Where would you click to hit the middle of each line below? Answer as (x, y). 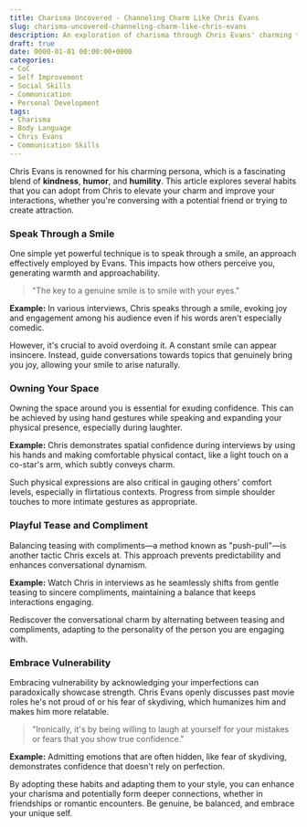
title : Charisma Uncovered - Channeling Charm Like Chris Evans (134, 18)
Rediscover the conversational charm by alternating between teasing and (147, 619)
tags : (20, 111)
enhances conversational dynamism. (79, 565)
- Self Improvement (47, 78)
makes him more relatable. (59, 711)
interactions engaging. (52, 602)
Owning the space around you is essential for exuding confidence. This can (152, 408)
